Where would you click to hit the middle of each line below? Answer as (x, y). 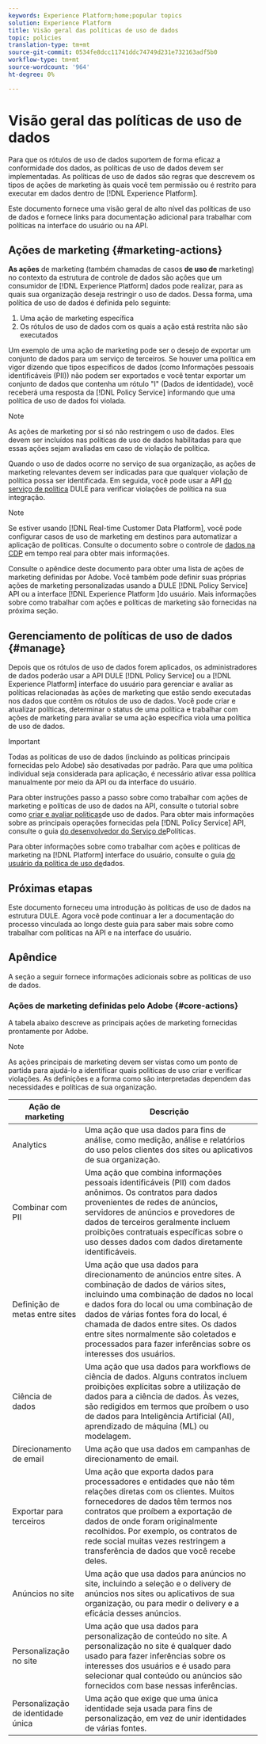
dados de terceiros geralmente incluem (158, 1223)
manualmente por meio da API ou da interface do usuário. (102, 782)
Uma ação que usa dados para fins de (155, 1130)
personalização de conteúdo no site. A (156, 1636)
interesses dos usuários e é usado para (158, 1666)
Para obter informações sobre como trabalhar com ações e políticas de (124, 847)
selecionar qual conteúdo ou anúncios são (163, 1676)
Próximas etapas (50, 888)
